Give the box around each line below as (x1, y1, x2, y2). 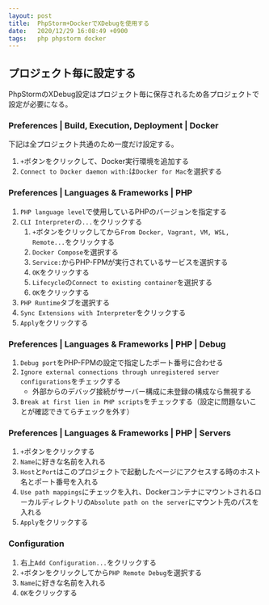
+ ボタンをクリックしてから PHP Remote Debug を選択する (19, 567, 203, 578)
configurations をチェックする (19, 376, 121, 386)
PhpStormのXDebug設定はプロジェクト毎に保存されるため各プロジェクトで (8, 90, 260, 99)
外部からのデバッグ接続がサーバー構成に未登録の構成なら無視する (32, 386, 252, 396)
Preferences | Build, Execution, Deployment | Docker (8, 120, 219, 131)
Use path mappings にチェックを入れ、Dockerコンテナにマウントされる (19, 487, 254, 497)
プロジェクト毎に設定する (8, 66, 136, 80)
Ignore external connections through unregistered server (19, 368, 220, 376)
